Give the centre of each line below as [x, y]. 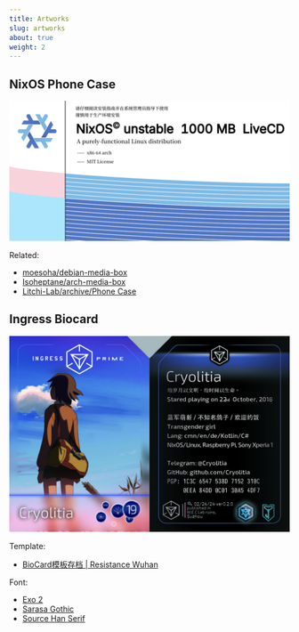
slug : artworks [37, 28]
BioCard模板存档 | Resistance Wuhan [90, 564]
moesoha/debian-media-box [74, 272]
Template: [28, 547]
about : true [31, 37]
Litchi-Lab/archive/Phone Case [79, 292]
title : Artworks [39, 19]
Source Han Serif [54, 619]
